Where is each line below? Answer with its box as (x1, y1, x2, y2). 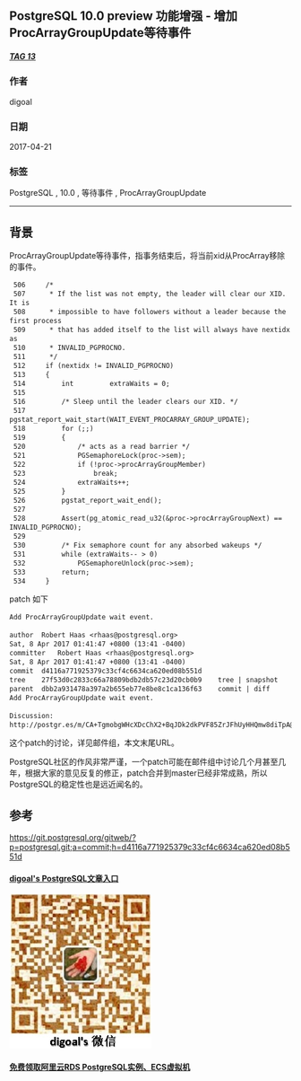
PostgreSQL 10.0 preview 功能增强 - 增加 (9, 8, 237, 24)
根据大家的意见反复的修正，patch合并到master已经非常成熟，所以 (24, 768, 268, 778)
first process (9, 317, 63, 326)
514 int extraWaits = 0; (13, 380, 170, 389)
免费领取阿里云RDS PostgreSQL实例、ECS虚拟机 (9, 1061, 191, 1072)
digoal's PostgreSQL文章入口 (9, 873, 119, 883)
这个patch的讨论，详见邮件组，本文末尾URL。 (9, 737, 179, 748)
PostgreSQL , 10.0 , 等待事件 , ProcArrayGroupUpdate (9, 188, 207, 198)
